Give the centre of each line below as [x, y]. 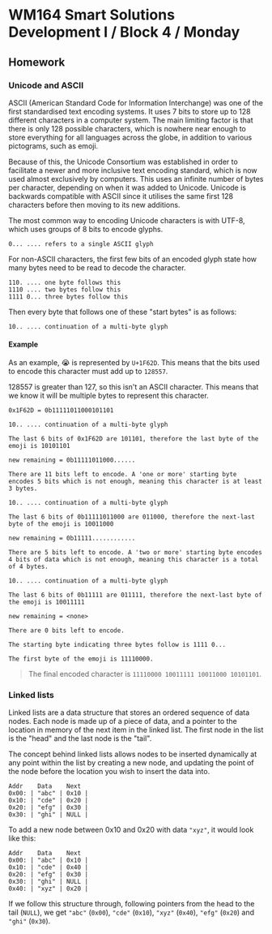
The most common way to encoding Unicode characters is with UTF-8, [127, 220]
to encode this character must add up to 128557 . [88, 372]
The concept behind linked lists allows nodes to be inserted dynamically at [133, 754]
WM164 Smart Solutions [92, 15]
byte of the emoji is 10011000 [61, 524]
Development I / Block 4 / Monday [124, 32]
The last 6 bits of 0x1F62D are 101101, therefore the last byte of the [134, 439]
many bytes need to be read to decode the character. [97, 267]
